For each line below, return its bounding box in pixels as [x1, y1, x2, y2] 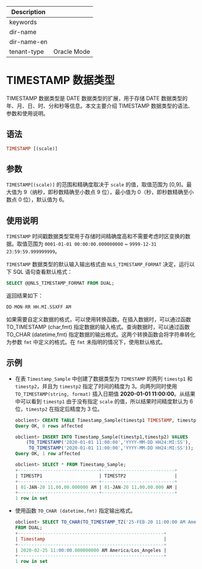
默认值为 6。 [36, 196, 68, 203]
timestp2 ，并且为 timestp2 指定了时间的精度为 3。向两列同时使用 [14, 382, 177, 389]
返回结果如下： [6, 292, 43, 299]
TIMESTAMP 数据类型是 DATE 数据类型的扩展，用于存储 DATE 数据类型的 [6, 94, 188, 102]
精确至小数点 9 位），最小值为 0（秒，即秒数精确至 [63, 189, 189, 196]
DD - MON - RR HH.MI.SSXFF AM [6, 304, 71, 310]
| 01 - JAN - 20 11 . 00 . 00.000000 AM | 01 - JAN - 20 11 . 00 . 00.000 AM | [14, 484, 178, 490]
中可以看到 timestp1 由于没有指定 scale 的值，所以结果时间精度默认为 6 [14, 397, 194, 405]
